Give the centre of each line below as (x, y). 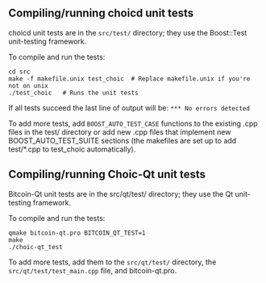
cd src (19, 72)
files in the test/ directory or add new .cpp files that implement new (120, 131)
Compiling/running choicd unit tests (101, 13)
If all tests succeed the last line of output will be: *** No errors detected (129, 107)
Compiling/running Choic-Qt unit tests (107, 175)
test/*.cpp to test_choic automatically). (72, 149)
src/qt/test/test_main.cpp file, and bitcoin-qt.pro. (93, 270)
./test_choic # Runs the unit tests (73, 93)
